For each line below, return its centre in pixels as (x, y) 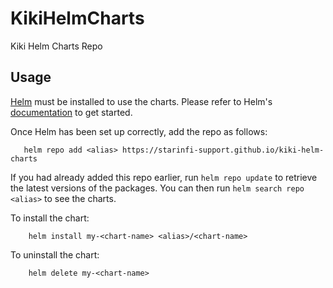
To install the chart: (50, 218)
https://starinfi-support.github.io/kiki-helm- (223, 150)
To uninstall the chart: (55, 254)
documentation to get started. (71, 112)
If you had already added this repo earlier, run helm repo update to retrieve (164, 177)
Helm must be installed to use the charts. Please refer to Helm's (141, 101)
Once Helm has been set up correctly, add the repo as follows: (139, 131)
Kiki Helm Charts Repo (56, 46)
